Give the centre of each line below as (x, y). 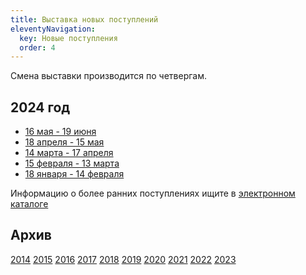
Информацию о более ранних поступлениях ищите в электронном (153, 193)
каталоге (29, 204)
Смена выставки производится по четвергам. (109, 76)
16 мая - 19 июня (60, 132)
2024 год (40, 107)
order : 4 (37, 47)
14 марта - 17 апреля (69, 153)
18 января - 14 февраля (74, 174)
